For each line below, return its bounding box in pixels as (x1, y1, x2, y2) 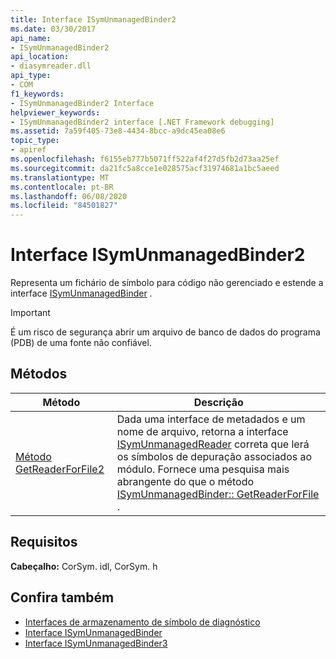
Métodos (10, 366, 68, 383)
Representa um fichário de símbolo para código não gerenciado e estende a (10, 277, 324, 289)
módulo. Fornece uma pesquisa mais (116, 462, 290, 476)
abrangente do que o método (116, 474, 255, 488)
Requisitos (10, 534, 78, 551)
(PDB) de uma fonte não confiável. (10, 337, 152, 349)
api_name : (10, 33, 52, 43)
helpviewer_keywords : (10, 107, 101, 118)
